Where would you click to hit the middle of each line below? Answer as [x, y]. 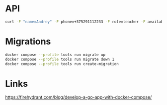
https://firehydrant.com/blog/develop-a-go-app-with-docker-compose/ [79, 97]
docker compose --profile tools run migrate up [55, 55]
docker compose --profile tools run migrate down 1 [60, 59]
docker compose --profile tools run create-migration [62, 64]
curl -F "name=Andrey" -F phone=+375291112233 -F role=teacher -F [75, 22]
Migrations [28, 41]
